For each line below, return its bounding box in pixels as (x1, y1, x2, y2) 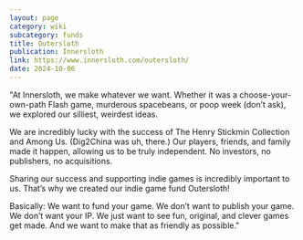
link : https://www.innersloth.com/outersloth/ (9, 56, 190, 65)
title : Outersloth (9, 38, 79, 48)
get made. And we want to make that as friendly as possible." (9, 220, 240, 231)
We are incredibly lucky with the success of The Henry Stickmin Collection (9, 126, 290, 137)
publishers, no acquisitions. (9, 155, 113, 166)
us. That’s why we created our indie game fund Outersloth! (9, 183, 230, 193)
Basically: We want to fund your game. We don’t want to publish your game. (9, 200, 295, 211)
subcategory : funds (9, 30, 84, 39)
